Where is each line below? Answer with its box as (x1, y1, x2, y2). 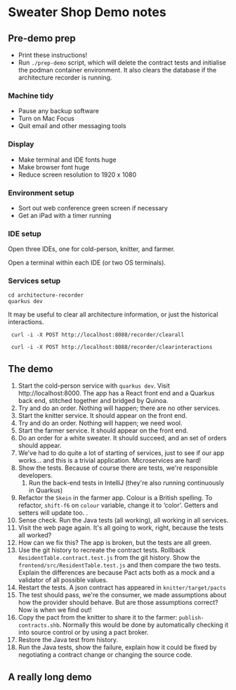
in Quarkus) (28, 486, 63, 494)
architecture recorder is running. (18, 73, 112, 82)
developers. (18, 471, 53, 480)
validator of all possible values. (18, 576, 108, 584)
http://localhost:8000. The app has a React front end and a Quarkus (18, 389, 215, 397)
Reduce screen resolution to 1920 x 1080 (18, 170, 136, 179)
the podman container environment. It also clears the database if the (18, 66, 217, 74)
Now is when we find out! (18, 606, 92, 614)
